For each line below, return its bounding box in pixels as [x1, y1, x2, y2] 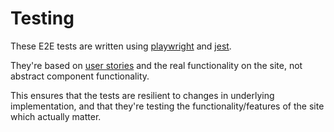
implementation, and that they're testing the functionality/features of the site [10, 100, 325, 112]
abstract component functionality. [10, 70, 150, 82]
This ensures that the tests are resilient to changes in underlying [10, 89, 275, 101]
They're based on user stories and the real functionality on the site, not [10, 59, 303, 71]
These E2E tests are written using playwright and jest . [10, 40, 232, 52]
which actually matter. [10, 110, 102, 122]
